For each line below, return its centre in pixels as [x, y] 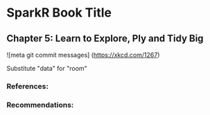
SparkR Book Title [59, 13]
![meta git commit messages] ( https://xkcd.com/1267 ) [83, 55]
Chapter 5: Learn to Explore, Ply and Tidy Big [105, 38]
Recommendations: [40, 105]
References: [28, 86]
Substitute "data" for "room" [47, 68]
